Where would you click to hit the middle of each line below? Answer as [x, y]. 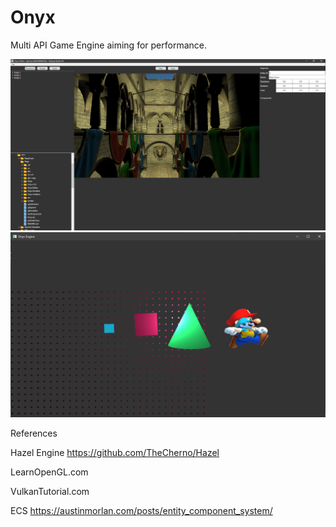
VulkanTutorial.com [50, 492]
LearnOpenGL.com [49, 472]
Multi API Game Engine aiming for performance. [108, 45]
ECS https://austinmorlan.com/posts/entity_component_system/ [141, 511]
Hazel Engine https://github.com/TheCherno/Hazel [115, 453]
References [34, 433]
